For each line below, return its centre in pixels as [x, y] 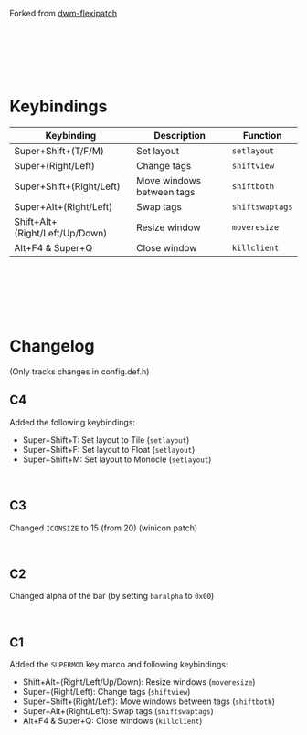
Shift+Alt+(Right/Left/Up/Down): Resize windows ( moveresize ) [139, 682]
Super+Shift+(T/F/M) [59, 151]
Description [180, 135]
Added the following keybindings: [72, 422]
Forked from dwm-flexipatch [63, 13]
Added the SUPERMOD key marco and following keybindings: [119, 665]
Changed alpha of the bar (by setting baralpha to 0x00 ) [112, 596]
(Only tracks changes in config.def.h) [79, 371]
